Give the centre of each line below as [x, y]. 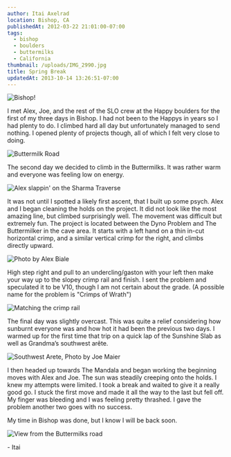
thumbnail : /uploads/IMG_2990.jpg [57, 65]
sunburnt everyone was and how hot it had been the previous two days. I [111, 329]
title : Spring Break [37, 71]
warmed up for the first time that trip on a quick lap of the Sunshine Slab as [114, 336]
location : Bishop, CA [38, 20]
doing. [16, 141]
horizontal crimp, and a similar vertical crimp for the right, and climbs [105, 238]
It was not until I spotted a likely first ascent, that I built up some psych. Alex [115, 201]
